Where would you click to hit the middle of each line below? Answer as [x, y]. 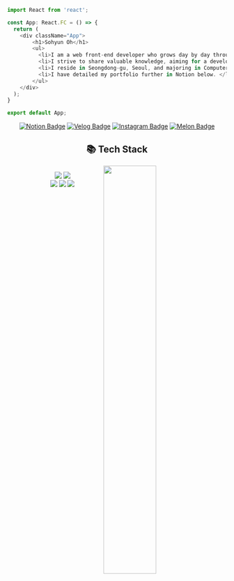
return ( [26, 29]
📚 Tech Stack [117, 149]
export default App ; [37, 113]
